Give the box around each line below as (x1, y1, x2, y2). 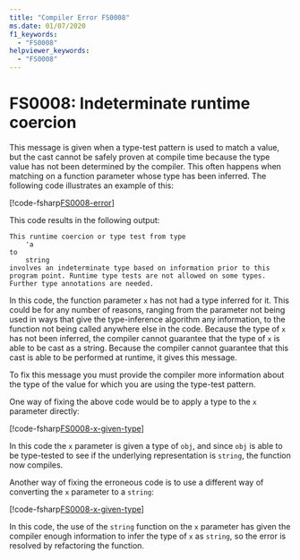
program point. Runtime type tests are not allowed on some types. (9, 271, 267, 280)
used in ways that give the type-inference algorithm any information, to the (9, 314, 286, 324)
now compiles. (9, 459, 64, 470)
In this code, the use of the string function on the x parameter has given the (9, 521, 291, 531)
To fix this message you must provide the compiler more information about (9, 369, 285, 380)
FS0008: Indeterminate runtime (9, 93, 251, 114)
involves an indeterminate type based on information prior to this (9, 263, 270, 272)
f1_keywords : (9, 30, 58, 39)
